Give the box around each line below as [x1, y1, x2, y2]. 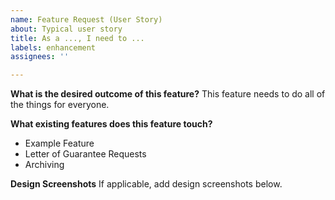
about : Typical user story [10, 24, 123, 34]
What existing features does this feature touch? [10, 118, 213, 130]
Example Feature [24, 137, 95, 150]
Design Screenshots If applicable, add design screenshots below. [10, 178, 283, 190]
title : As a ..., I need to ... [10, 33, 145, 43]
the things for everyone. [10, 99, 110, 111]
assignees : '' [10, 52, 70, 62]
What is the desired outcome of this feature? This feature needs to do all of [10, 88, 326, 100]
